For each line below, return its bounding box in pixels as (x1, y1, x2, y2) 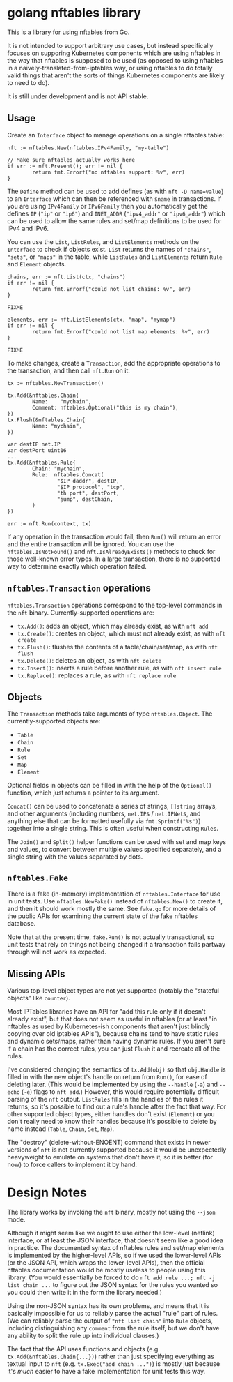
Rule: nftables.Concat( (32, 471, 104, 479)
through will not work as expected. (7, 947, 106, 956)
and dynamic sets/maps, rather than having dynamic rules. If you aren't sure (7, 1037, 226, 1045)
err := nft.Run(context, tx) (7, 520, 92, 527)
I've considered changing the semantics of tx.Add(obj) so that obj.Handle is (7, 1065, 226, 1074)
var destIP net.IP (7, 441, 61, 448)
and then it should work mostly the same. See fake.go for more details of (7, 905, 216, 913)
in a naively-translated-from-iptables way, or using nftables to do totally (7, 63, 213, 72)
